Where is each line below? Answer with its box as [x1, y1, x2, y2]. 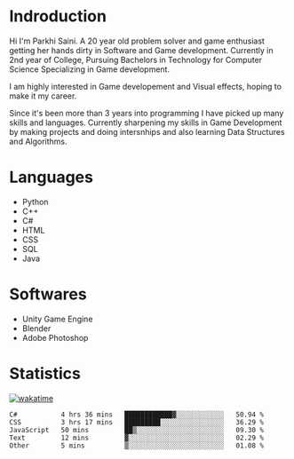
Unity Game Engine [21, 313, 93, 324]
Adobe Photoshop [21, 332, 89, 343]
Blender [21, 322, 52, 334]
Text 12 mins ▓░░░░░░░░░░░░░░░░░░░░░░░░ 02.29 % [9, 433, 265, 442]
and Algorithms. [9, 136, 68, 146]
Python [21, 196, 49, 207]
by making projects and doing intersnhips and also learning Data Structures [9, 126, 286, 137]
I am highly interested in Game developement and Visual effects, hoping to [9, 81, 282, 91]
